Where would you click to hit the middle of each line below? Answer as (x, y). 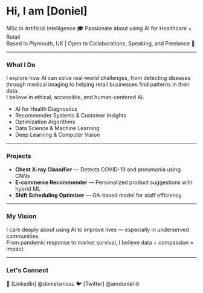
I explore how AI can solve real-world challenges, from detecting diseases (98, 78)
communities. (23, 236)
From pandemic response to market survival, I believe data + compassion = (100, 242)
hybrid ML (28, 188)
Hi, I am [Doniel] (47, 11)
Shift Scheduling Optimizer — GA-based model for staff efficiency (98, 195)
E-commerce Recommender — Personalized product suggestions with (104, 182)
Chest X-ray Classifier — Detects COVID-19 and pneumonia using (98, 169)
